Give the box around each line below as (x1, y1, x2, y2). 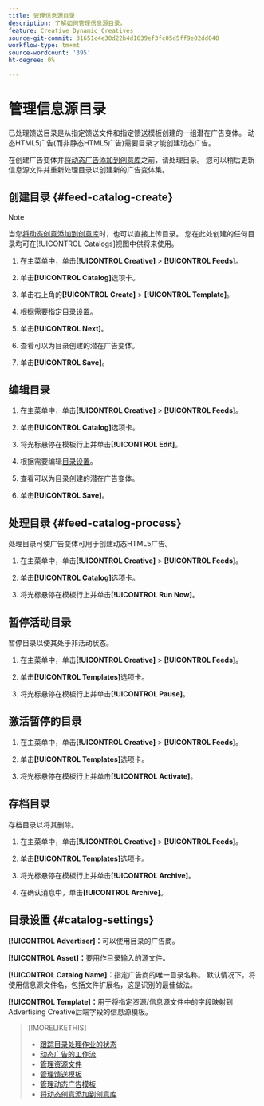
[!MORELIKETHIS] (27, 1023, 87, 1033)
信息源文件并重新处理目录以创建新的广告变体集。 (8, 165, 169, 174)
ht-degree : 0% (8, 57, 56, 65)
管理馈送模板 (39, 1069, 82, 1079)
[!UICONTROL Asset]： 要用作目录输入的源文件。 (8, 953, 170, 962)
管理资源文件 (39, 1059, 82, 1068)
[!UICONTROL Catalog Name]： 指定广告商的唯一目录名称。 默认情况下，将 (8, 969, 256, 979)
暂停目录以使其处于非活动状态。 (8, 638, 113, 648)
